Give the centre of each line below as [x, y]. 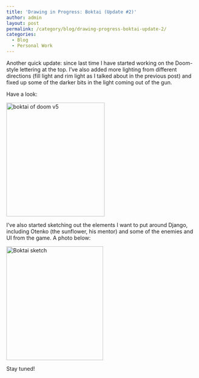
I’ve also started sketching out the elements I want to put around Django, [97, 224]
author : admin [24, 18]
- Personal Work [32, 46]
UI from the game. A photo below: [49, 238]
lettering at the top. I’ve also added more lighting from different [98, 69]
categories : [21, 35]
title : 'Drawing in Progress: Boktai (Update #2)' [72, 12]
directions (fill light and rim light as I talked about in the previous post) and [99, 76]
